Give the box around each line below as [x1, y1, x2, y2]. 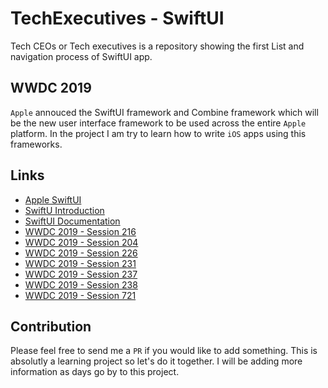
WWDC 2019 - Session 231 [24, 257, 137, 269]
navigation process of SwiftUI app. [10, 50, 153, 62]
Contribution [10, 318, 92, 335]
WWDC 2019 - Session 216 [24, 225, 137, 237]
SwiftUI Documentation [24, 215, 121, 227]
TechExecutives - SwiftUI [10, 7, 225, 30]
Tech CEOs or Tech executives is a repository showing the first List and [10, 40, 305, 52]
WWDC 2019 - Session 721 [24, 289, 137, 301]
